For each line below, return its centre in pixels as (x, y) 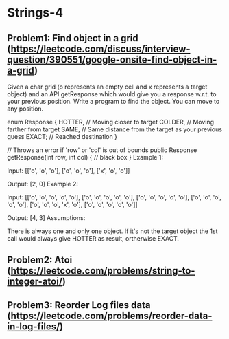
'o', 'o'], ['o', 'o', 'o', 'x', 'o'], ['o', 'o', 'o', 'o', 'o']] (73, 205)
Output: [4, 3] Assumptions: (46, 218)
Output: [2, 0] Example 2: (43, 184)
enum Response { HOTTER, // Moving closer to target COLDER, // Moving (111, 122)
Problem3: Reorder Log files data (79, 305)
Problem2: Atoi (40, 260)
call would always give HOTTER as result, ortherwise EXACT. (93, 238)
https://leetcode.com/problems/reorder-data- (111, 315)
